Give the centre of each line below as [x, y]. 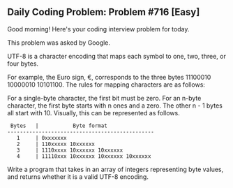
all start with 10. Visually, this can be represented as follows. [93, 113]
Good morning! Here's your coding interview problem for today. [98, 29]
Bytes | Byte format [59, 126]
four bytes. [23, 64]
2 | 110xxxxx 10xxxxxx [56, 144]
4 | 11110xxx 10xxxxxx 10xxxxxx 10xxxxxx [84, 156]
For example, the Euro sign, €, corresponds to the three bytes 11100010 [109, 77]
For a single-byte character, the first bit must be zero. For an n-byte [104, 98]
